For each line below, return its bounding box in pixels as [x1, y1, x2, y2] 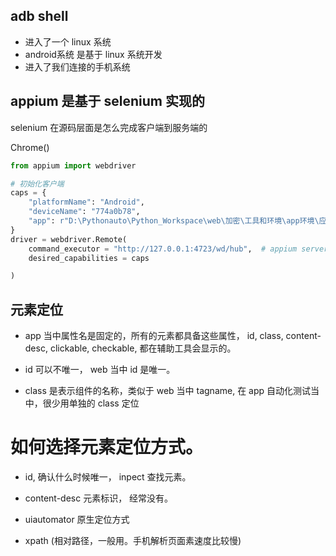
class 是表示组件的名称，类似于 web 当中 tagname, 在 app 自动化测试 [24, 385, 312, 397]
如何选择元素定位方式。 [10, 436, 204, 459]
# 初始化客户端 [10, 179, 65, 189]
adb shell [10, 8, 69, 25]
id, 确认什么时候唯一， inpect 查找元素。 [24, 471, 192, 483]
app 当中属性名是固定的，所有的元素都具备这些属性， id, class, [24, 330, 284, 342]
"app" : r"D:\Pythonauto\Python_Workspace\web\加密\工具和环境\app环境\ [28, 216, 320, 226]
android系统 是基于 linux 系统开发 [24, 48, 163, 60]
